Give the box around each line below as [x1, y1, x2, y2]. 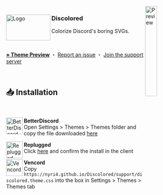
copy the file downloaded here [24, 130, 98, 137]
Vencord [24, 159, 45, 166]
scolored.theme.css [6, 178, 54, 184]
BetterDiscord [24, 118, 59, 125]
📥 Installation [6, 87, 58, 97]
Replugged [24, 141, 51, 148]
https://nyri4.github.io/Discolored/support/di [24, 171, 143, 178]
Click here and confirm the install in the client [24, 148, 134, 155]
